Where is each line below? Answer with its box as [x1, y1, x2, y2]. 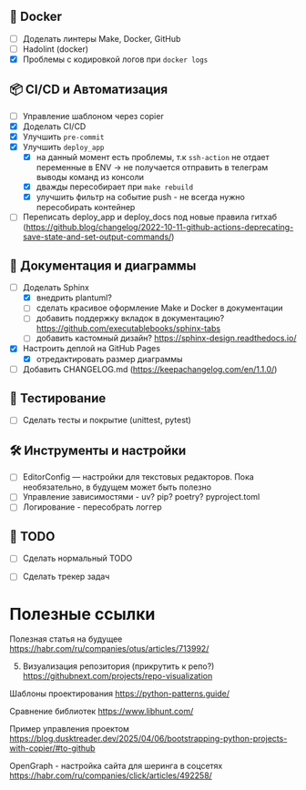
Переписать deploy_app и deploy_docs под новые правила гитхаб [22, 211, 278, 223]
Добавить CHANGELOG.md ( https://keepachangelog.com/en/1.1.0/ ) [22, 363, 278, 374]
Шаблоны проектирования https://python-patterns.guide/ [9, 688, 230, 699]
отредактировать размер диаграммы [36, 353, 184, 364]
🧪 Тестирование [9, 390, 107, 406]
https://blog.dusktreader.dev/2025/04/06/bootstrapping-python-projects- [9, 734, 288, 744]
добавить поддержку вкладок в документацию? [36, 313, 225, 324]
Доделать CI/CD [22, 120, 87, 132]
